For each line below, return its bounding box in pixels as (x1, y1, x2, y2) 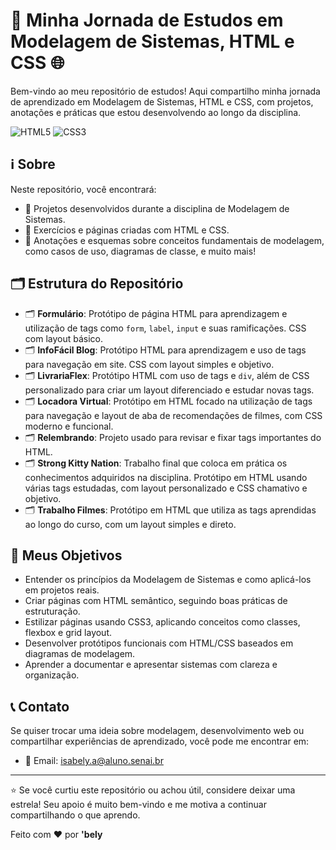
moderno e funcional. (24, 420, 114, 432)
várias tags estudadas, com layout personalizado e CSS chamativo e (24, 482, 308, 494)
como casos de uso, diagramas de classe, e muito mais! (24, 245, 257, 257)
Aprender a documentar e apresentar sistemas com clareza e (24, 659, 278, 671)
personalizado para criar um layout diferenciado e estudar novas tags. (24, 384, 315, 396)
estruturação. (24, 605, 81, 618)
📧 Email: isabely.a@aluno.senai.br (24, 755, 164, 767)
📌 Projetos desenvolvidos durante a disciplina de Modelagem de (24, 202, 290, 214)
